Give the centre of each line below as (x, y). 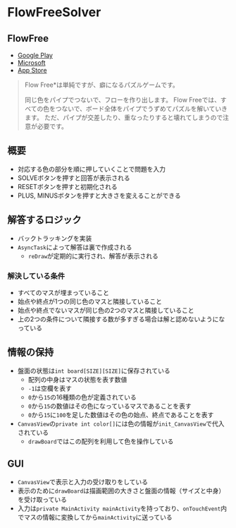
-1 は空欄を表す (50, 388)
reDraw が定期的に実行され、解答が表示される (93, 256)
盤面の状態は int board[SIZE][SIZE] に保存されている (94, 371)
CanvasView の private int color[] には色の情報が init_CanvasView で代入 (121, 424)
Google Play (35, 55)
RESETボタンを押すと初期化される (67, 186)
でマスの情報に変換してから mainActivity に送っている (95, 517)
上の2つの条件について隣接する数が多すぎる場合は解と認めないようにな (121, 319)
